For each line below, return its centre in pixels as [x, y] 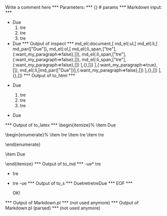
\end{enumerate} [23, 144]
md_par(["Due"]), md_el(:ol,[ [41, 49]
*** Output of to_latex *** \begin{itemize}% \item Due [60, 125]
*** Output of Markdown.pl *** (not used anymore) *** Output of [72, 203]
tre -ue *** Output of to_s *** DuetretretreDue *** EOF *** [72, 183]
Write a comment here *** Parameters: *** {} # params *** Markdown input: [84, 7]
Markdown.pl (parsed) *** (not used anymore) [53, 208]
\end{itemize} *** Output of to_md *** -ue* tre [53, 164]
